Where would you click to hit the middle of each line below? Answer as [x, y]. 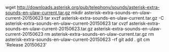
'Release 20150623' [26, 45]
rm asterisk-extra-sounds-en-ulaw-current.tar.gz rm [99, 34]
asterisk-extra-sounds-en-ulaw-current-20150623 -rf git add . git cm [78, 39]
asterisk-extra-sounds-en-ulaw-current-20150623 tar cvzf [67, 23]
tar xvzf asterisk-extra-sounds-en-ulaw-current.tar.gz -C [104, 18]
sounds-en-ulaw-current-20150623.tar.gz [49, 29]
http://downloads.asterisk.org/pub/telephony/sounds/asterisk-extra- [88, 7]
